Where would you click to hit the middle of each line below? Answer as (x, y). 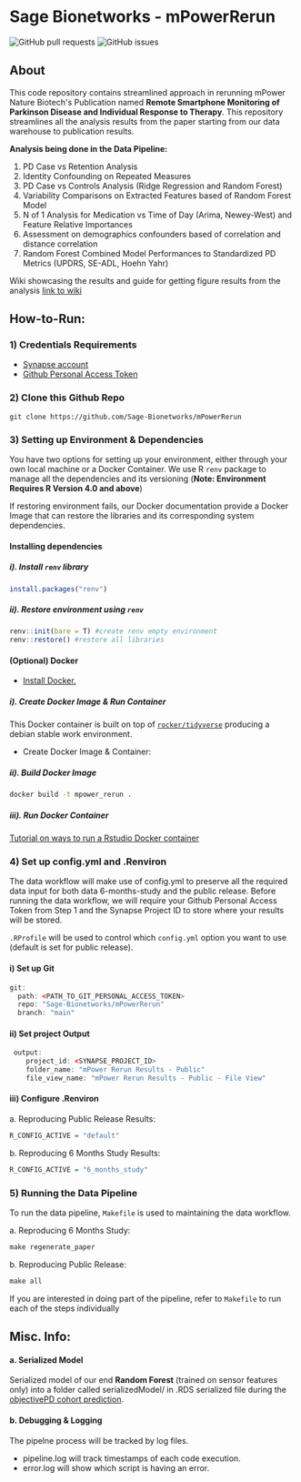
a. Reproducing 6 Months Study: (70, 1231)
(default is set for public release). (71, 947)
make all (26, 1281)
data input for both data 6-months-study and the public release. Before (143, 891)
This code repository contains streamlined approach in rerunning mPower (148, 92)
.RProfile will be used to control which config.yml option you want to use (148, 938)
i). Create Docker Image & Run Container (88, 701)
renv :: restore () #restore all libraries (87, 640)
